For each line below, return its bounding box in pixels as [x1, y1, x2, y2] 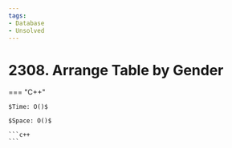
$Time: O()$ [8, 103, 48, 111]
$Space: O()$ [8, 117, 52, 125]
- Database [8, 19, 45, 27]
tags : [8, 11, 26, 20]
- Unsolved [8, 26, 45, 34]
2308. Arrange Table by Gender [8, 61, 224, 79]
